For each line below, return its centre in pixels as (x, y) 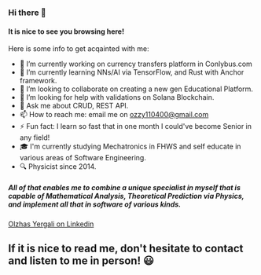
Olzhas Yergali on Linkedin (51, 224)
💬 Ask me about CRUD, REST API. (74, 106)
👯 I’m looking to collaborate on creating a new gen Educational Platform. (136, 89)
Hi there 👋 (28, 13)
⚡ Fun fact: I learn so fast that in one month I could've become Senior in (135, 126)
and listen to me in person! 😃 (81, 261)
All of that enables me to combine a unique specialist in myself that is (125, 187)
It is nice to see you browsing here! (66, 31)
